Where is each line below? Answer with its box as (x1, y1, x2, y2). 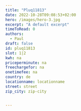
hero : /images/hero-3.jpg (5, 17, 60, 22)
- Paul (10, 36, 24, 42)
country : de (5, 75, 31, 80)
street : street (5, 84, 38, 89)
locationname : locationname (5, 79, 65, 84)
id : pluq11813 (5, 46, 36, 51)
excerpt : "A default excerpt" (5, 22, 70, 27)
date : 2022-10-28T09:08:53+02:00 (5, 12, 76, 17)
